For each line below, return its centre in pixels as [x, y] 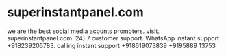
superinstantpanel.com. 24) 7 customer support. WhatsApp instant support [113, 38]
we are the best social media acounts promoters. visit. [83, 31]
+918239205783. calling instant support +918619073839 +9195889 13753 [111, 45]
